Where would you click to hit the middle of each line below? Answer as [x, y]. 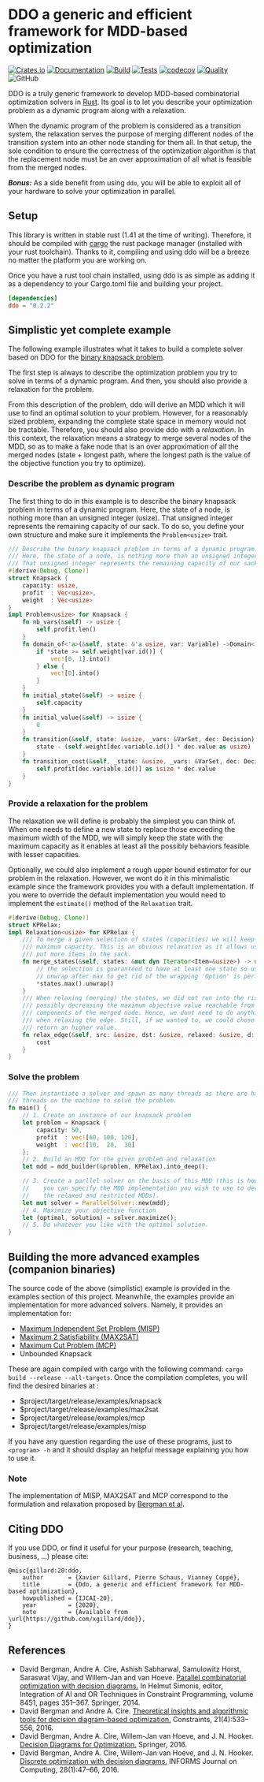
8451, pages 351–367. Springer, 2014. [80, 1702]
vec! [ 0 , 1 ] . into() [80, 659]
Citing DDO [36, 1528]
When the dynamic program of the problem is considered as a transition [125, 125]
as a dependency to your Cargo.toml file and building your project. [115, 283]
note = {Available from [75, 1612]
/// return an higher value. [70, 1027]
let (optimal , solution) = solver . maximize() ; [100, 1217]
